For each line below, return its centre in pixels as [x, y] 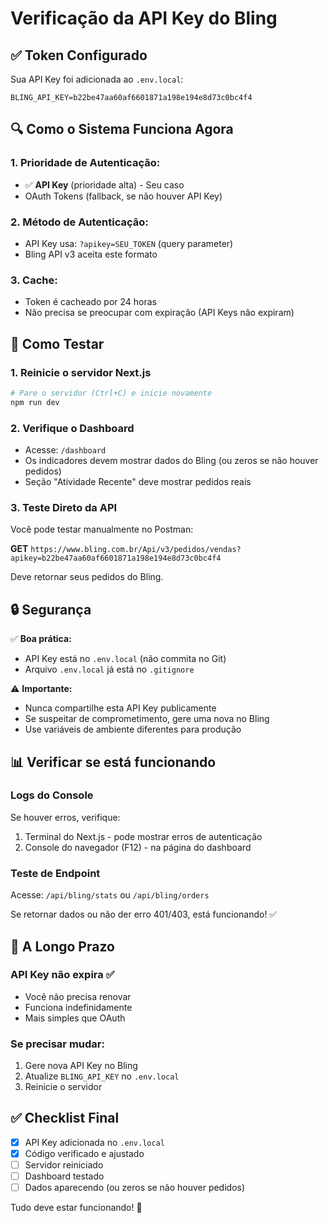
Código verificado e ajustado [84, 1153]
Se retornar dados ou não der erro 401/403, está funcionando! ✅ [144, 914]
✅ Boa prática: [41, 639]
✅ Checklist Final [65, 1118]
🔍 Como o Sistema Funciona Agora [122, 129]
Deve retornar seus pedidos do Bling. [87, 577]
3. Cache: [34, 280]
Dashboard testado [64, 1176]
